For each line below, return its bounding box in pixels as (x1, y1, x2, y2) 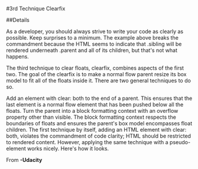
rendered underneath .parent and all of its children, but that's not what (6, 47, 178, 54)
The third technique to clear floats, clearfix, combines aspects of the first (6, 64, 184, 71)
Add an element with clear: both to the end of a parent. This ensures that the (6, 95, 193, 102)
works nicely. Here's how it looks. (27, 145, 109, 152)
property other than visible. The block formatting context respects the (6, 113, 176, 121)
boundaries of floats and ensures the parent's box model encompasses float (6, 120, 193, 126)
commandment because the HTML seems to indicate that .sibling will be (6, 41, 182, 47)
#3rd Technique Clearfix (6, 5, 66, 12)
